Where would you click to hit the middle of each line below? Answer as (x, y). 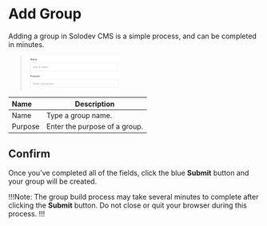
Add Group (45, 14)
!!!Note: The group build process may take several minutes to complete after (133, 197)
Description (95, 104)
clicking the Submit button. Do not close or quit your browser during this (128, 205)
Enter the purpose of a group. (95, 127)
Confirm (29, 154)
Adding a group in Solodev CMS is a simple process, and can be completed (133, 36)
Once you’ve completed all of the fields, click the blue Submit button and (129, 173)
